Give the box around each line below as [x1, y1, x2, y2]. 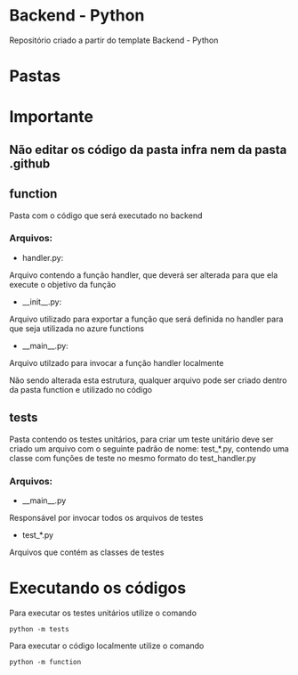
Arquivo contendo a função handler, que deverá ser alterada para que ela [9, 269, 278, 281]
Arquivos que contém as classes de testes [9, 547, 165, 557]
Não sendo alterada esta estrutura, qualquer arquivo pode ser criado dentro [9, 375, 287, 386]
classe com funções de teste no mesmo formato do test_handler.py [9, 452, 256, 463]
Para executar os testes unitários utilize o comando [9, 607, 197, 618]
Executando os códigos [9, 578, 187, 598]
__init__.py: [21, 296, 62, 307]
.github [9, 156, 51, 171]
